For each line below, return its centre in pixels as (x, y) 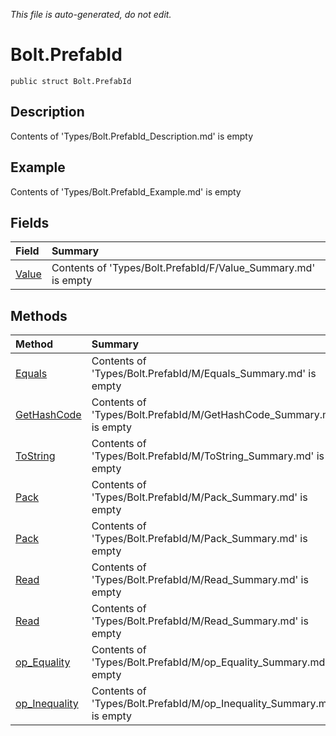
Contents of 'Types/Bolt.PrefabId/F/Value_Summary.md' (183, 268)
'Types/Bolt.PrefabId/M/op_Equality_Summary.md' (209, 662)
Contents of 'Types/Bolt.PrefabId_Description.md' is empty (132, 136)
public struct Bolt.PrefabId (71, 81)
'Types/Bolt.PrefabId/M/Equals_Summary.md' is (204, 374)
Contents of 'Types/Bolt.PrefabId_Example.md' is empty (126, 191)
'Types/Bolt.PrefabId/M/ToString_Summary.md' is (208, 456)
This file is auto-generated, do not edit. (91, 14)
